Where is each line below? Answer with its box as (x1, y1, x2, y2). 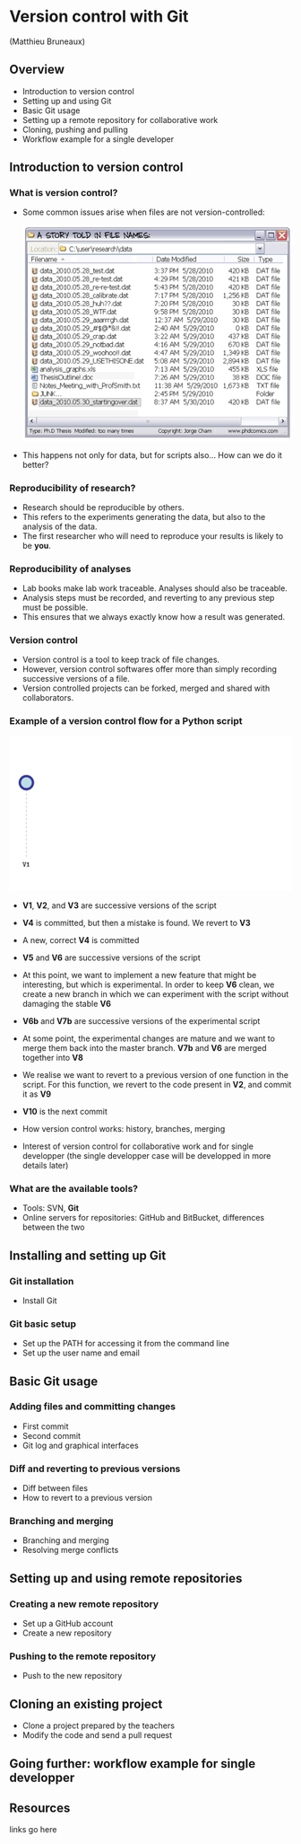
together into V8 (21, 1052, 83, 1063)
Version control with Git (9, 6, 189, 27)
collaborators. (21, 693, 74, 703)
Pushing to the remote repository (9, 1650, 157, 1663)
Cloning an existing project (9, 1696, 163, 1712)
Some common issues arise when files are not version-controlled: (21, 207, 266, 217)
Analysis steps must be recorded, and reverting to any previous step (21, 593, 275, 604)
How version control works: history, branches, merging (21, 1123, 226, 1134)
